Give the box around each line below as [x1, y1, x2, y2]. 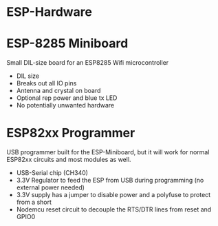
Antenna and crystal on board [16, 87, 101, 95]
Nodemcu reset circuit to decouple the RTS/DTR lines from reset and [16, 205, 212, 214]
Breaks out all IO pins [16, 79, 77, 88]
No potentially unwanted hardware [16, 101, 115, 110]
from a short [16, 198, 52, 207]
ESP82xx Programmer [6, 125, 135, 141]
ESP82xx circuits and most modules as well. [6, 156, 131, 164]
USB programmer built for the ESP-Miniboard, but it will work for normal [6, 148, 210, 156]
